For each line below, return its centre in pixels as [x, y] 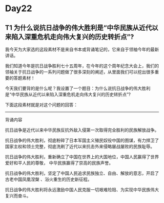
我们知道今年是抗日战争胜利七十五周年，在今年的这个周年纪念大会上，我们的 [82, 66]
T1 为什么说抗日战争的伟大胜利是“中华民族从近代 [79, 28]
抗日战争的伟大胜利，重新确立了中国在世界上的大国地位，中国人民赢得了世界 [82, 157]
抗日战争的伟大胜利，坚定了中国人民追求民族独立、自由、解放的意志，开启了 [82, 173]
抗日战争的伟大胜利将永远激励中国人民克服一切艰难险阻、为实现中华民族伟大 [82, 190]
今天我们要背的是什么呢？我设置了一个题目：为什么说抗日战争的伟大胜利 [78, 88]
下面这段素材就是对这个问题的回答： [41, 105]
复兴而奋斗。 [18, 196]
